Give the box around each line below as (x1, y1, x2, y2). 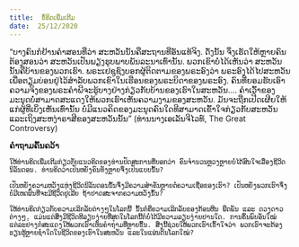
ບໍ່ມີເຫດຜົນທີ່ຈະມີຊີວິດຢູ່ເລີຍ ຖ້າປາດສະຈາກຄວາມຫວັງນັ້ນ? (9, 189, 163, 198)
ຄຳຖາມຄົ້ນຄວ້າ (9, 140, 60, 151)
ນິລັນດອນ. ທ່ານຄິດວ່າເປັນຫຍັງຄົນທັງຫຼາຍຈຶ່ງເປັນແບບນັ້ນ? (9, 165, 164, 174)
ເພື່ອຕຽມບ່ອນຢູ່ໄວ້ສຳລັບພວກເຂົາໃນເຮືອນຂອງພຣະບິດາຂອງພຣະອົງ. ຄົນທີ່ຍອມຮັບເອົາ (9, 75, 286, 85)
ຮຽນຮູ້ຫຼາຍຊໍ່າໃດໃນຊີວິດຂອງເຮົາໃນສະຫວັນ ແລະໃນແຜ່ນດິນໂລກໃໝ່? (9, 228, 195, 237)
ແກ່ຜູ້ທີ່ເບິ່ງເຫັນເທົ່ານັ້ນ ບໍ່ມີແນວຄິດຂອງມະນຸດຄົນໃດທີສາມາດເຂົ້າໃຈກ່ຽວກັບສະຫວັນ (9, 103, 278, 114)
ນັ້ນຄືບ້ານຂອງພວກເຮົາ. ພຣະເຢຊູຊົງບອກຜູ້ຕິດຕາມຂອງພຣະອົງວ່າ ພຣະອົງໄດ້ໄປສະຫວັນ (9, 65, 291, 76)
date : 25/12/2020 (9, 22, 78, 31)
